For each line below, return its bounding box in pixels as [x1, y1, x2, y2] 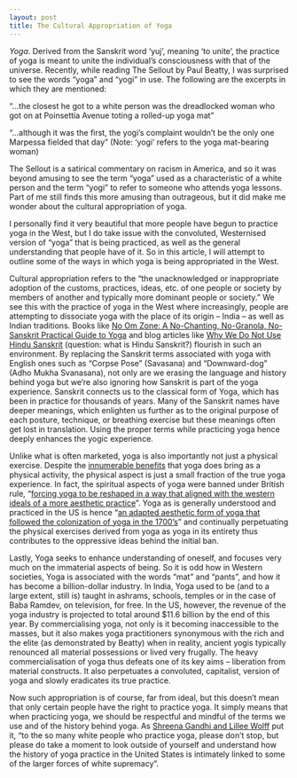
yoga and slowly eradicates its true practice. [9, 675, 171, 686]
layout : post [9, 12, 58, 22]
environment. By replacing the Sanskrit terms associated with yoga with [9, 348, 271, 359]
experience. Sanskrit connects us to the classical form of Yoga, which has [9, 386, 279, 397]
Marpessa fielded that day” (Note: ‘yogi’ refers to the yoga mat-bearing [9, 137, 270, 147]
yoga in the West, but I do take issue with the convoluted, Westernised [9, 227, 266, 238]
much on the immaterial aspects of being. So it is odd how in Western [9, 562, 263, 572]
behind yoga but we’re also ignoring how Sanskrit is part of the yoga [9, 376, 259, 387]
